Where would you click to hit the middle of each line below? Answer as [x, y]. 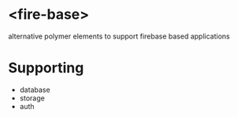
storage [32, 98]
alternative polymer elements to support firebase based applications [119, 36]
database [35, 90]
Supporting [46, 68]
